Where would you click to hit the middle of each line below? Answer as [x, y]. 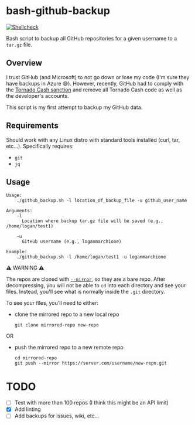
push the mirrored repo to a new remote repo [69, 348]
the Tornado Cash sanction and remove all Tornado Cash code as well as [94, 90]
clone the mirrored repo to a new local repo [67, 314]
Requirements [32, 126]
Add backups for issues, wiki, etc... [57, 416]
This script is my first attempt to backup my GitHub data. [74, 107]
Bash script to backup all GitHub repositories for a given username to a [92, 38]
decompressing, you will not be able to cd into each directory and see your [96, 285]
